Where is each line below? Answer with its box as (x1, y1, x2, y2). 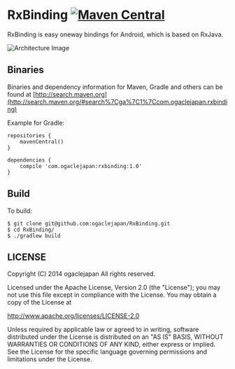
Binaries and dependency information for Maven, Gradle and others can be (7, 83, 223, 91)
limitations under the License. (7, 355, 92, 363)
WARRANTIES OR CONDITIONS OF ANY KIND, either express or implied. (7, 340, 215, 349)
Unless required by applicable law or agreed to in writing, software (7, 326, 199, 334)
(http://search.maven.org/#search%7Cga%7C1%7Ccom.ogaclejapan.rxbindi (7, 97, 228, 106)
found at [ (7, 90, 36, 98)
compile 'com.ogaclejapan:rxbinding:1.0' (20, 162, 142, 169)
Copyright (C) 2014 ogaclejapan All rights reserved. (7, 270, 156, 278)
